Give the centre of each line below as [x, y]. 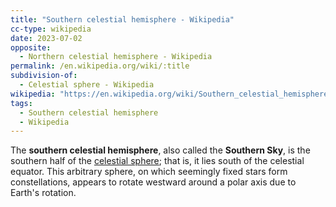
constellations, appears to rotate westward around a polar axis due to [153, 182]
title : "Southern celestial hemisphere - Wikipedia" [122, 19]
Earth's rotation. [43, 193]
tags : [21, 103]
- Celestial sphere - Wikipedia [87, 85]
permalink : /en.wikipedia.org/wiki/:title [100, 66]
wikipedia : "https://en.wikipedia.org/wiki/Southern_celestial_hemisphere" [171, 94]
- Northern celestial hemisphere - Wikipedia [116, 57]
